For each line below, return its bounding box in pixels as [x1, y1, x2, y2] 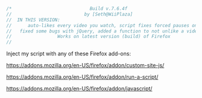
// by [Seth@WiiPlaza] [6, 11, 133, 17]
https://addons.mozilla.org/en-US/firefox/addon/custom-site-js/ [6, 62, 165, 69]
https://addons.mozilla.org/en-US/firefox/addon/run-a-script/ [6, 73, 159, 81]
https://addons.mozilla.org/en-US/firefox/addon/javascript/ [6, 85, 153, 93]
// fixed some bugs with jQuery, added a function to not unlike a [6, 28, 185, 34]
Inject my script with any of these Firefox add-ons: [6, 50, 131, 57]
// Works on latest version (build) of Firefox [6, 34, 171, 40]
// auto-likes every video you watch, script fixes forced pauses [6, 22, 189, 28]
